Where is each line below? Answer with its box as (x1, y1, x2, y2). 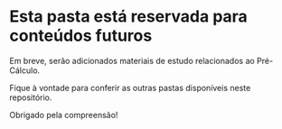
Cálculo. (9, 65, 41, 76)
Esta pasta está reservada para (9, 6, 249, 27)
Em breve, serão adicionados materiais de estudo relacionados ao (9, 55, 255, 66)
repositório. (9, 92, 52, 103)
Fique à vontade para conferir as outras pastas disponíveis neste (9, 82, 251, 93)
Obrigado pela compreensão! (9, 109, 118, 120)
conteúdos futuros (9, 25, 153, 46)
